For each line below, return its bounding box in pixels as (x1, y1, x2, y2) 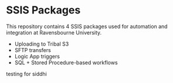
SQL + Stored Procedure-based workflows (14, 59, 118, 66)
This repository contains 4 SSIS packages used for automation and (6, 23, 168, 30)
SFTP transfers (14, 46, 51, 53)
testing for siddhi (6, 70, 47, 77)
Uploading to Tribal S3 (14, 40, 69, 47)
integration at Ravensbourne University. (6, 29, 102, 36)
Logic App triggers (14, 53, 60, 60)
